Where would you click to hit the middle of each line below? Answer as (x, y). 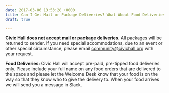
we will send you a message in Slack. (44, 85)
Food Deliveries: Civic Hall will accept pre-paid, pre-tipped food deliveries (82, 64)
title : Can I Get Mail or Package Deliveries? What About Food (73, 15)
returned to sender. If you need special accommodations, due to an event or (84, 43)
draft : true (18, 19)
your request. (19, 54)
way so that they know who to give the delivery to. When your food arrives (82, 80)
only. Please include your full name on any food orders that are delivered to (83, 69)
